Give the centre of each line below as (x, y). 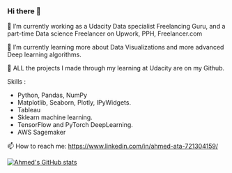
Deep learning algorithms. (45, 54)
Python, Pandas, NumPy (52, 95)
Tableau (29, 110)
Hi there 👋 (24, 11)
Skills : (17, 82)
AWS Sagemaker (41, 133)
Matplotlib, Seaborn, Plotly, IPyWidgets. (74, 103)
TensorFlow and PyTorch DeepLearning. (75, 125)
